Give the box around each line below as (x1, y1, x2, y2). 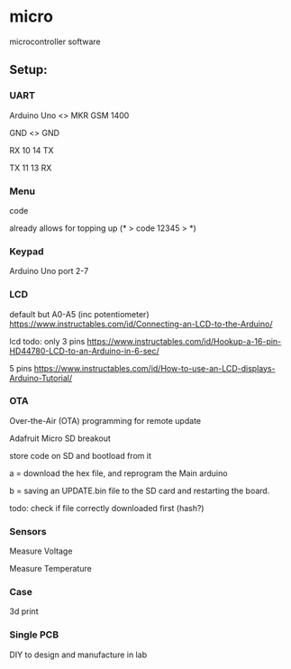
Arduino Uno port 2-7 (9, 266, 89, 277)
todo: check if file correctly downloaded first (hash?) (9, 502, 205, 513)
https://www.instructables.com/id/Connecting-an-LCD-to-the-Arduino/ (9, 318, 273, 329)
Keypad (9, 245, 44, 258)
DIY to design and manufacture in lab (9, 649, 147, 660)
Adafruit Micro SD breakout (9, 433, 111, 444)
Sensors (9, 525, 47, 537)
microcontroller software (9, 36, 101, 47)
